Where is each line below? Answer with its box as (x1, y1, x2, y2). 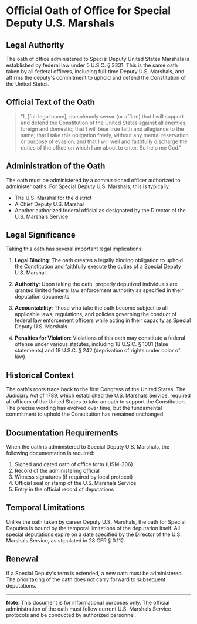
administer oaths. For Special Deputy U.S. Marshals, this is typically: (6, 183, 171, 190)
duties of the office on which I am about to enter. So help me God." (20, 144, 182, 151)
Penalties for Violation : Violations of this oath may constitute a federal (14, 334, 186, 341)
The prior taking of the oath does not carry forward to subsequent (6, 576, 166, 583)
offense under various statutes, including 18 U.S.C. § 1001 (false (14, 341, 168, 348)
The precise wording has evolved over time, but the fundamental (6, 405, 162, 412)
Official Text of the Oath (6, 97, 96, 107)
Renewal (6, 554, 39, 564)
